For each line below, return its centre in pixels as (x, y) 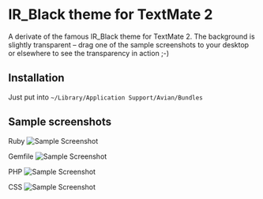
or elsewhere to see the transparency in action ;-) (89, 53)
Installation (36, 78)
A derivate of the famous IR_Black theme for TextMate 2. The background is (131, 36)
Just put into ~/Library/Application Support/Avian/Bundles (105, 97)
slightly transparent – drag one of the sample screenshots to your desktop (129, 44)
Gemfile (21, 156)
